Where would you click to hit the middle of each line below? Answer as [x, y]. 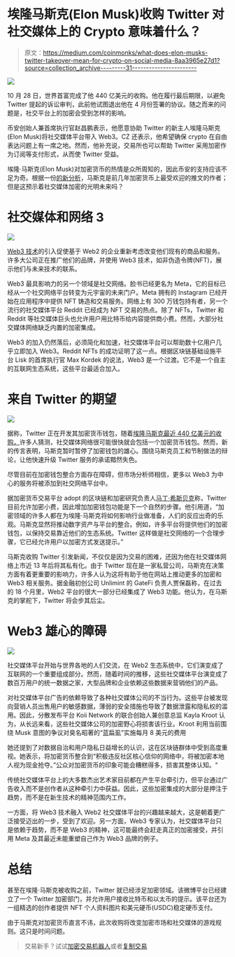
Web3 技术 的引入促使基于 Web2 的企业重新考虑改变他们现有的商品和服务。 [115, 251]
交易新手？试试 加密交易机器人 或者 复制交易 [86, 946]
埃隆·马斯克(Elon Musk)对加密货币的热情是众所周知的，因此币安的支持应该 [114, 169]
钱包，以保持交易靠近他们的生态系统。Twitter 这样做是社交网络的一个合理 [113, 533]
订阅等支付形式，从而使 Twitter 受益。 [68, 154]
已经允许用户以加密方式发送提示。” [74, 542]
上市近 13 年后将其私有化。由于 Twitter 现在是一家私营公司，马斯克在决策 [119, 565]
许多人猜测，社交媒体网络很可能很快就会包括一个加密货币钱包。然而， [121, 442]
